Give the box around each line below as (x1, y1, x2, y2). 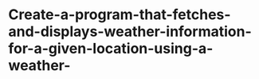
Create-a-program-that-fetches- (8, 6, 231, 24)
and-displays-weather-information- (8, 22, 253, 41)
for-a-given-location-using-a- (8, 40, 214, 57)
